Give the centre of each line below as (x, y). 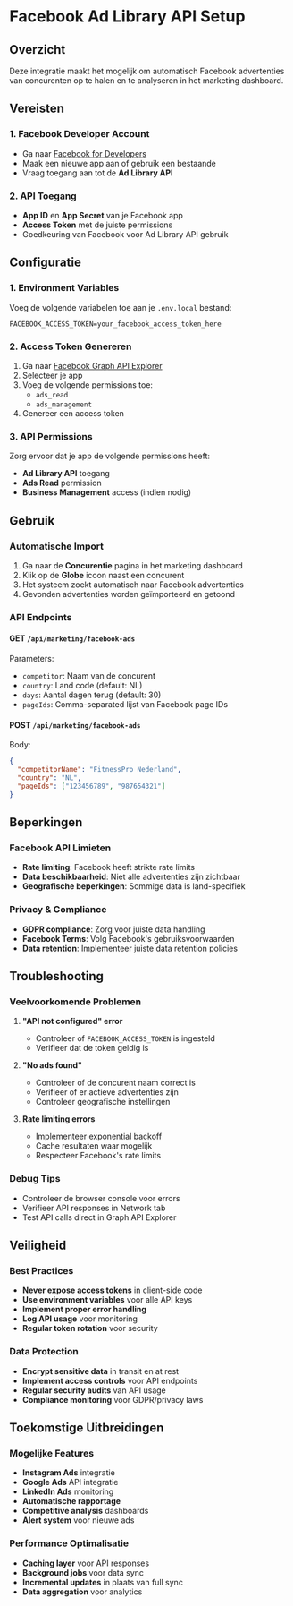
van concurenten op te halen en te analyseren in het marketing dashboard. (146, 81)
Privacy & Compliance (58, 910)
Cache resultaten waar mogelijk (94, 1146)
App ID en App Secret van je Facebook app (102, 215)
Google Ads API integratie (70, 1482)
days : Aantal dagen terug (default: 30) (92, 695)
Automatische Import (57, 546)
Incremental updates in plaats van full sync (102, 1582)
